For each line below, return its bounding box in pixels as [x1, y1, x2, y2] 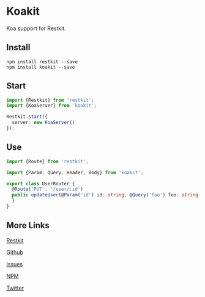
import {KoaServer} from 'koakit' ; [6, 102, 97, 109]
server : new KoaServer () [12, 120, 75, 126]
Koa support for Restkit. [6, 25, 66, 32]
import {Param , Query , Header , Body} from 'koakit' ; [6, 169, 144, 175]
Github [6, 249, 23, 256]
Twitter [6, 284, 24, 291]
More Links [6, 220, 50, 231]
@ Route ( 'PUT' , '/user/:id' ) [12, 186, 84, 193]
